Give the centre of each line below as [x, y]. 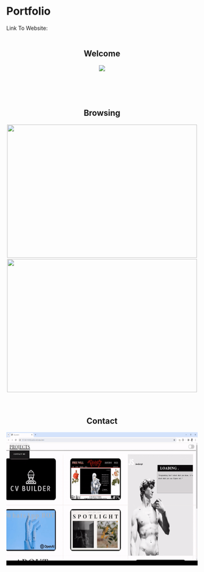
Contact [102, 421]
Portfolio [29, 11]
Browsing [102, 113]
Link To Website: [27, 28]
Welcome [102, 54]
